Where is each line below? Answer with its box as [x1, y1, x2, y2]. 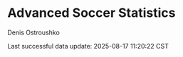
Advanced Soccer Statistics [7, 5, 176, 21]
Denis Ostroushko [7, 28, 61, 37]
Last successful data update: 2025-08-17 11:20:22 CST [7, 42, 169, 50]
